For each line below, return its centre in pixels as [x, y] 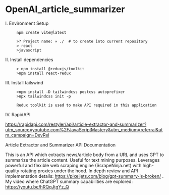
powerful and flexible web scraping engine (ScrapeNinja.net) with [73, 165]
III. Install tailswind [24, 82]
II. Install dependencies [29, 60]
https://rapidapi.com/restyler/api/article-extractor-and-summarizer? [76, 124]
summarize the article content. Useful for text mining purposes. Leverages [82, 160]
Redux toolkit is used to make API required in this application [87, 105]
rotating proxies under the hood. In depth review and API [79, 171]
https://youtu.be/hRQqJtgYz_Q [37, 187]
